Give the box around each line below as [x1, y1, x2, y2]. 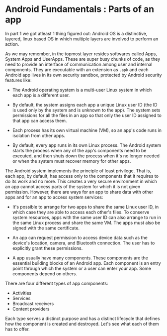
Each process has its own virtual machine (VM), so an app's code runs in [12, 127, 162, 133]
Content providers [12, 306, 50, 312]
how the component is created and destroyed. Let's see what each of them [5, 321, 159, 327]
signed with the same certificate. [12, 225, 80, 231]
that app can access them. [12, 117, 67, 123]
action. [5, 41, 19, 47]
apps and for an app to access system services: [5, 194, 103, 200]
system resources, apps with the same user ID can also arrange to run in [12, 214, 162, 220]
